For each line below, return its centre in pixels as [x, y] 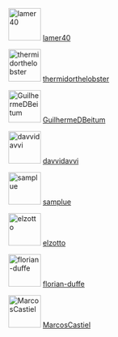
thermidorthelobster [76, 79]
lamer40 [57, 38]
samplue [57, 202]
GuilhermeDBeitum [74, 120]
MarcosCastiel [67, 325]
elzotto [54, 243]
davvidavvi [61, 161]
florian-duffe [63, 284]
